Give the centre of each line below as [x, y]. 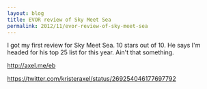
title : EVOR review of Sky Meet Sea [59, 20]
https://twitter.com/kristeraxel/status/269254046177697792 [92, 79]
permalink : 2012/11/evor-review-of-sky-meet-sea [78, 26]
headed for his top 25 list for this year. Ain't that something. [91, 52]
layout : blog [26, 13]
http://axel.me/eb [31, 66]
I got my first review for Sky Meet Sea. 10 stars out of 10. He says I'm [104, 46]
